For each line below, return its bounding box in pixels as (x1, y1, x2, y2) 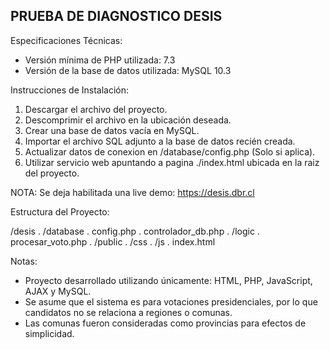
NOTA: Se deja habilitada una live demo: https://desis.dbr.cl (10, 186, 255, 198)
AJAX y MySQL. (24, 285, 92, 297)
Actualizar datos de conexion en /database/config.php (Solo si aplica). (24, 145, 316, 158)
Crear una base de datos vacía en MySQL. (24, 124, 200, 136)
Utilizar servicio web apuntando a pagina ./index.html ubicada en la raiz (24, 156, 320, 168)
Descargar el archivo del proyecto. (24, 103, 168, 115)
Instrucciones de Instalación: (10, 84, 130, 96)
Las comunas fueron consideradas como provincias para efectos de (24, 317, 307, 329)
